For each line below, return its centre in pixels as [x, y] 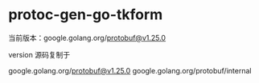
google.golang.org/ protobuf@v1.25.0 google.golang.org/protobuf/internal [130, 70]
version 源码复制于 [39, 54]
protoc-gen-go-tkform [86, 15]
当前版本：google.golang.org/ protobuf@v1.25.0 [87, 38]
